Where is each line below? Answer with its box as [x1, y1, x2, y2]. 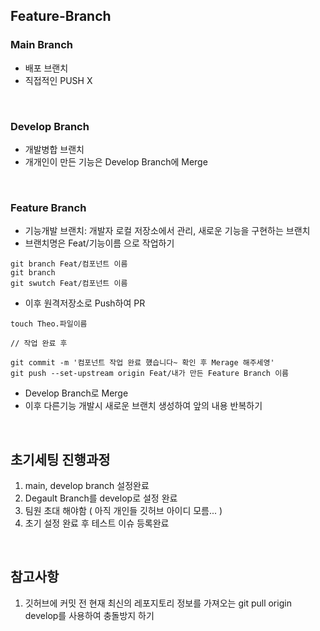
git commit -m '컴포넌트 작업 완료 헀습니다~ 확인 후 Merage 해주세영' [10, 358, 275, 368]
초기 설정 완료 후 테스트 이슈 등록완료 [24, 517, 170, 529]
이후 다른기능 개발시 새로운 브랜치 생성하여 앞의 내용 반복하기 [24, 400, 263, 412]
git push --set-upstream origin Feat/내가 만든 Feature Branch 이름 [10, 369, 290, 379]
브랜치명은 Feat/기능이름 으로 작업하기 [24, 237, 175, 249]
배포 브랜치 [24, 62, 69, 74]
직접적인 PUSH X [24, 74, 93, 86]
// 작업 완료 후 [10, 339, 68, 349]
